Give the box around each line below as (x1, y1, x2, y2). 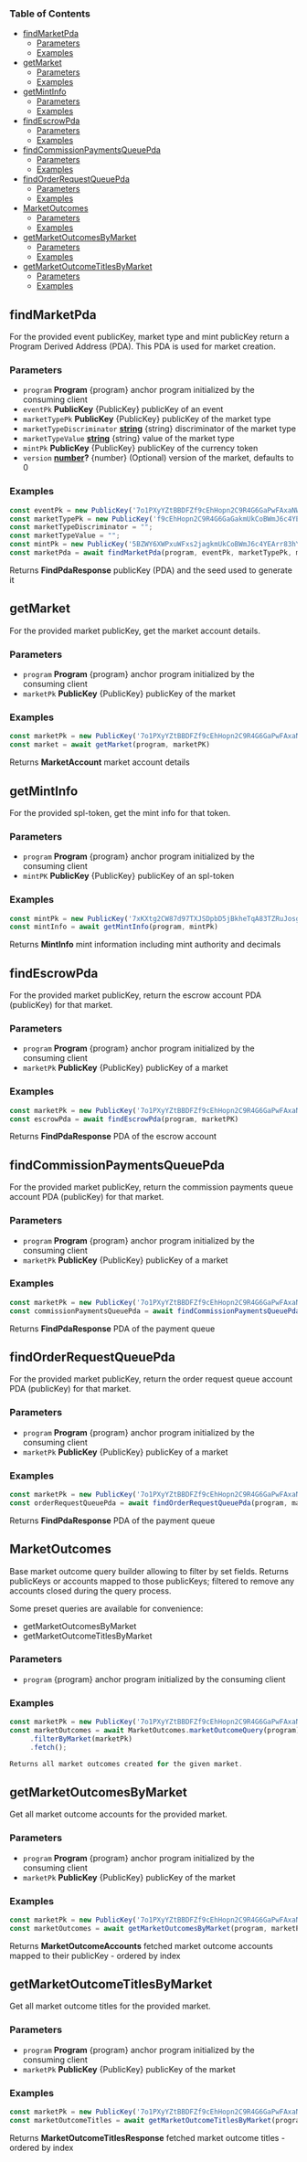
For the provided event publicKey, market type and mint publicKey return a (9, 332, 290, 343)
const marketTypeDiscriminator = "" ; (9, 523, 153, 532)
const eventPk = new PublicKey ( (9, 505, 132, 514)
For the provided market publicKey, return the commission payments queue (9, 1182, 294, 1192)
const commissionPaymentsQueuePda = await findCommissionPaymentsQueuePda (9, 1306, 301, 1316)
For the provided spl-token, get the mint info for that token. (9, 807, 231, 818)
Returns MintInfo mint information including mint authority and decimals (9, 939, 281, 950)
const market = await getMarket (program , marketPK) (9, 740, 210, 749)
